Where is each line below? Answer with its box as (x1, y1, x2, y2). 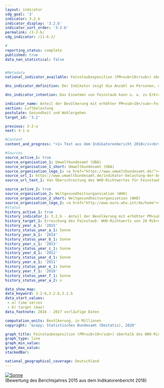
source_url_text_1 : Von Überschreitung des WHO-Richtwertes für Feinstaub (5, 178, 161, 183)
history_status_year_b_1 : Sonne (5, 237, 71, 242)
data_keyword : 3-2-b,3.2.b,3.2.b (5, 291, 73, 296)
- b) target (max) (7, 305, 45, 310)
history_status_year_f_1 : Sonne (5, 273, 71, 278)
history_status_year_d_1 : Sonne (5, 255, 71, 260)
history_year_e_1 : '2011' (5, 260, 58, 265)
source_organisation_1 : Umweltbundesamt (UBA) (5, 160, 102, 165)
